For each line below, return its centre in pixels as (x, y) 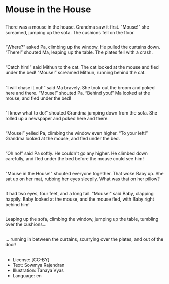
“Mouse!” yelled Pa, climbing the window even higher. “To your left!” (77, 133)
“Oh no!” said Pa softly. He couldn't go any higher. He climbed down (77, 153)
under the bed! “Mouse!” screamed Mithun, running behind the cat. (75, 73)
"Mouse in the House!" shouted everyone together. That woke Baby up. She (84, 174)
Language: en (27, 275)
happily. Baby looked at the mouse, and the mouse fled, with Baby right (80, 199)
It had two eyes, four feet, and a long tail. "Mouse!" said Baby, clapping (79, 193)
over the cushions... (26, 224)
